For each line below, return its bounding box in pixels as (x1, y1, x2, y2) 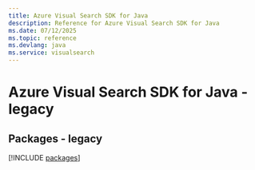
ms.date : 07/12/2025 (8, 26, 78, 34)
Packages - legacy (8, 132, 102, 145)
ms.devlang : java (8, 42, 66, 49)
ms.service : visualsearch (8, 49, 94, 57)
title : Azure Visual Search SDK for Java (8, 11, 149, 20)
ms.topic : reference (8, 34, 78, 42)
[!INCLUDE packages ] (8, 153, 81, 162)
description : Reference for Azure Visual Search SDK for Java (8, 19, 220, 27)
